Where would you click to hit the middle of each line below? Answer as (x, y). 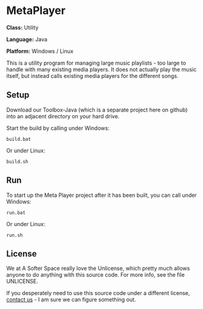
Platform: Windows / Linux (40, 51)
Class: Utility (22, 27)
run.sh (15, 235)
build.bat (19, 139)
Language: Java (27, 39)
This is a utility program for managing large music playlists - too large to (96, 63)
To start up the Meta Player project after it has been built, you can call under (102, 195)
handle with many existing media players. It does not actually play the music (101, 69)
